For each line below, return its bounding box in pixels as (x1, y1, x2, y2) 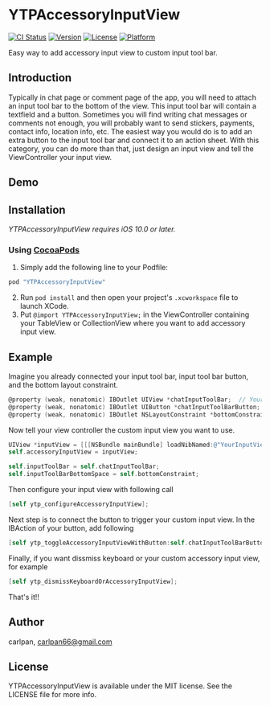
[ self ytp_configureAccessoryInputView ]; (8, 500, 149, 508)
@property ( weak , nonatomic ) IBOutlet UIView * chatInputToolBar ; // (8, 396, 247, 404)
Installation (8, 203, 66, 216)
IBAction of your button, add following (8, 523, 134, 532)
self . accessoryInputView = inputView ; (8, 448, 138, 456)
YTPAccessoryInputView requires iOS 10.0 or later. (8, 224, 176, 234)
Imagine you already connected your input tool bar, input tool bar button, (8, 371, 249, 381)
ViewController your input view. (8, 152, 112, 162)
